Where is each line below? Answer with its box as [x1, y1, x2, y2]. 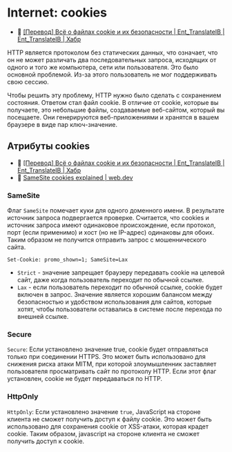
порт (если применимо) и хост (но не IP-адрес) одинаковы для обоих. [7, 228, 215, 237]
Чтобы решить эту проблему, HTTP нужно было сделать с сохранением [7, 91, 222, 99]
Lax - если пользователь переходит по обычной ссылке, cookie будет [17, 283, 223, 291]
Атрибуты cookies [7, 140, 90, 153]
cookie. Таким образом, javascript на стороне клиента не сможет [7, 429, 200, 438]
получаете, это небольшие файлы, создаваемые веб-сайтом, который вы [7, 106, 225, 114]
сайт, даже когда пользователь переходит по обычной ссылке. [17, 276, 204, 284]
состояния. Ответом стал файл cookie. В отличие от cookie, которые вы [7, 98, 219, 106]
